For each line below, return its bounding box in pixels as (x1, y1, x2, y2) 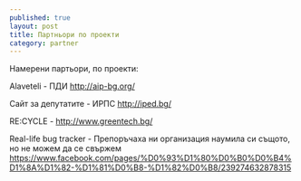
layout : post (9, 22, 59, 31)
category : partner (9, 38, 79, 48)
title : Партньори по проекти (9, 30, 120, 39)
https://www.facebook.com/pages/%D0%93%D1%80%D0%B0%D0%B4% (9, 153, 292, 164)
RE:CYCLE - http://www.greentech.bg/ (9, 116, 153, 127)
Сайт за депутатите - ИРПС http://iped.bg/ (9, 99, 172, 110)
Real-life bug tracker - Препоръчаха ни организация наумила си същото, (9, 133, 290, 145)
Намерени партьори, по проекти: (9, 63, 139, 74)
